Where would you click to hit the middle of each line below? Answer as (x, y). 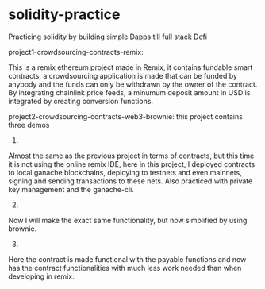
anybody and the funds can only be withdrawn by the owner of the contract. (133, 84)
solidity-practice (64, 15)
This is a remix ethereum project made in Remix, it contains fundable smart (131, 67)
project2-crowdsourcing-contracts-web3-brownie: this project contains (126, 116)
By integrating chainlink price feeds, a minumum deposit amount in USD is (129, 92)
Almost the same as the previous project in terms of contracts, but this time (131, 156)
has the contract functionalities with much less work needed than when (125, 268)
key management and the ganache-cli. (71, 189)
